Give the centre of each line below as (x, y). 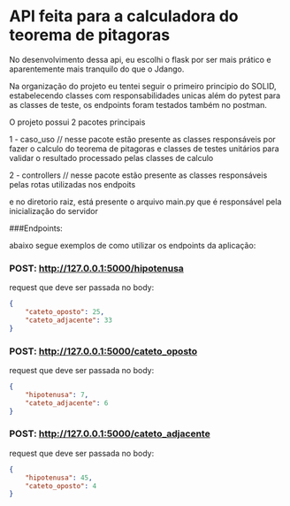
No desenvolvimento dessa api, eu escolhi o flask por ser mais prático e (140, 59)
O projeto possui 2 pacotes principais (77, 122)
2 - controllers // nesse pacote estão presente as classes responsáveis (138, 175)
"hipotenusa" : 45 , (59, 478)
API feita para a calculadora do (124, 16)
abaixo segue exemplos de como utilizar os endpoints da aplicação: (133, 245)
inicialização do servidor (54, 211)
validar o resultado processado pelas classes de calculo (111, 157)
